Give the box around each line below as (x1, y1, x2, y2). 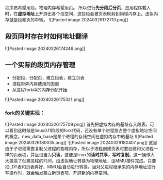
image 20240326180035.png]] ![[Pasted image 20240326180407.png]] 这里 (5, 139, 158, 145)
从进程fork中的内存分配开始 (12, 87, 67, 93)
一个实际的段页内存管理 (5, 61, 75, 69)
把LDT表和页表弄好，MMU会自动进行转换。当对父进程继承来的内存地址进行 (5, 164, 156, 169)
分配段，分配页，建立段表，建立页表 (12, 75, 85, 81)
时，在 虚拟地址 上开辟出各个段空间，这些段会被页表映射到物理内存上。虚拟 (5, 11, 154, 16)
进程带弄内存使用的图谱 (12, 81, 59, 86)
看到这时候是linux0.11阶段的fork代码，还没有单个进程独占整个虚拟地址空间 (9, 127, 157, 133)
